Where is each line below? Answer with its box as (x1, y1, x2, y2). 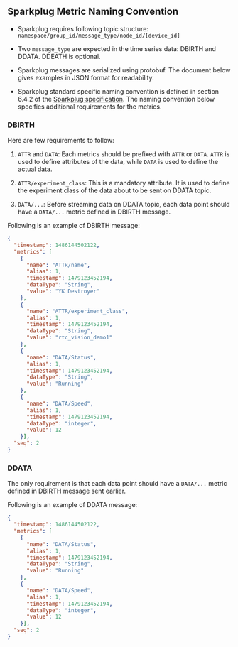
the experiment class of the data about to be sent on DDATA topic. (17, 186, 212, 195)
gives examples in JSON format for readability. (17, 73, 154, 82)
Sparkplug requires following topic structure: (17, 24, 149, 33)
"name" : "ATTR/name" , (26, 261, 91, 268)
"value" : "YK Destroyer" (26, 288, 100, 295)
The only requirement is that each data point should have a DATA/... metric (7, 479, 227, 488)
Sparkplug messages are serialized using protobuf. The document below (17, 65, 231, 74)
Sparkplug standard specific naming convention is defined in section (17, 87, 219, 95)
